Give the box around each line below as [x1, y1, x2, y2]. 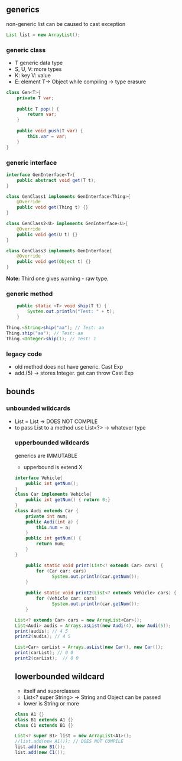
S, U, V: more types [14, 65, 62, 73]
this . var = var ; [27, 133, 67, 139]
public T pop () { [17, 106, 60, 112]
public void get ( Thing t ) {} [17, 204, 89, 210]
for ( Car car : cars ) [36, 568, 87, 574]
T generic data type [14, 59, 63, 66]
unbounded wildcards [6, 404, 71, 412]
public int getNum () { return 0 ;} [25, 497, 110, 503]
